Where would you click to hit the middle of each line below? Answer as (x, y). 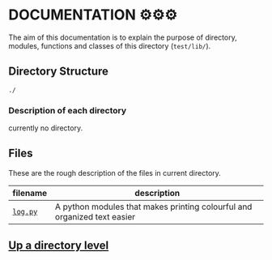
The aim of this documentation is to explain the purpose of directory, (123, 37)
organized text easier (96, 216)
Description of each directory (68, 110)
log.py (25, 211)
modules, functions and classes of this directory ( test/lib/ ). (110, 45)
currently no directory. (46, 128)
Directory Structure (59, 72)
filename (30, 193)
